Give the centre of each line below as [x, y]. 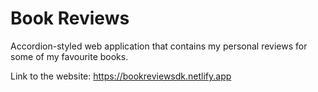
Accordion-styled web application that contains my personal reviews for [159, 46]
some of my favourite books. [69, 56]
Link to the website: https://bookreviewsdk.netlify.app [121, 76]
